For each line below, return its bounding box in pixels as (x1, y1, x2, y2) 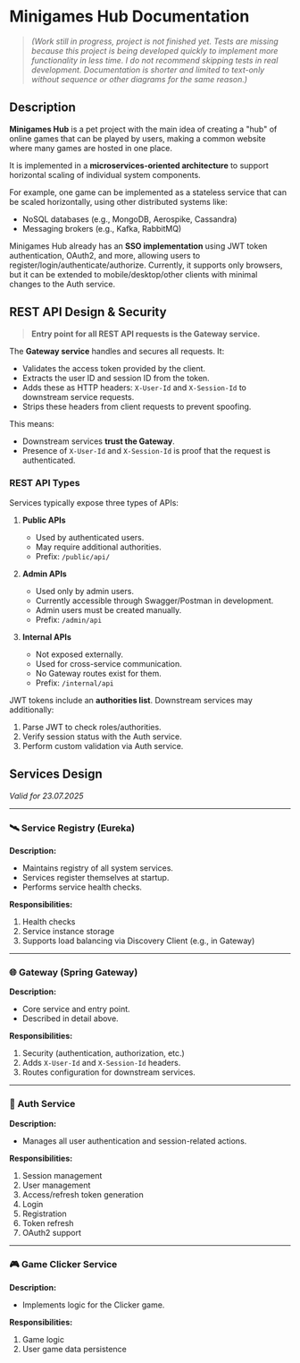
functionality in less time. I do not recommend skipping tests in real (30, 55, 279, 65)
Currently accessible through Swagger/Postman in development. (35, 595, 274, 606)
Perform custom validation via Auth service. (21, 740, 184, 751)
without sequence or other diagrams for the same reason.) (30, 73, 248, 84)
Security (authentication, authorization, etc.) (21, 1048, 185, 1059)
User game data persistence (21, 1343, 127, 1354)
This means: (9, 418, 55, 429)
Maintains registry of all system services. (21, 862, 174, 873)
